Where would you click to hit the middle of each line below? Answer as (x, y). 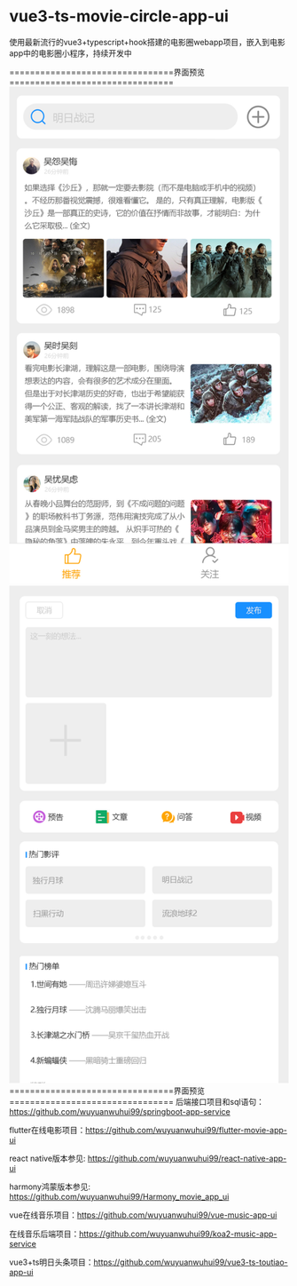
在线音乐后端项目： (44, 1234)
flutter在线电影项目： (47, 1130)
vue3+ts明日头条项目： (52, 1262)
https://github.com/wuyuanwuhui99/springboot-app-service (120, 1111)
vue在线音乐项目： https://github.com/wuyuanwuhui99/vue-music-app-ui (143, 1215)
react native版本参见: (47, 1158)
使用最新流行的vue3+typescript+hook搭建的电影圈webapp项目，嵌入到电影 (147, 42)
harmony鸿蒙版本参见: (50, 1187)
